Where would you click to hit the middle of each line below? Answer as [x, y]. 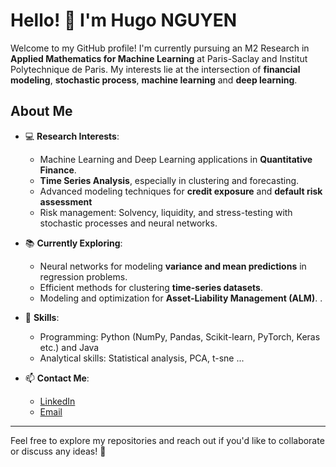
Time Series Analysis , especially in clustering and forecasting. [169, 180]
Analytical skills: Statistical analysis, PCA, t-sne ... [142, 358]
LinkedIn [57, 401]
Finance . [58, 170]
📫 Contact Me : [57, 378]
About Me [41, 111]
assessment [66, 201]
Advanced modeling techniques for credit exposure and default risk [181, 191]
